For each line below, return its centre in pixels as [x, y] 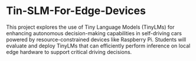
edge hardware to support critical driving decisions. [69, 52]
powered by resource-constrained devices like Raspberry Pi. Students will [96, 39]
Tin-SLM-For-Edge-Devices [76, 11]
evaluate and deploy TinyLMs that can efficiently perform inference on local [98, 46]
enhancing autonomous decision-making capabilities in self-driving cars [94, 33]
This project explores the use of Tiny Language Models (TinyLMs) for [90, 27]
